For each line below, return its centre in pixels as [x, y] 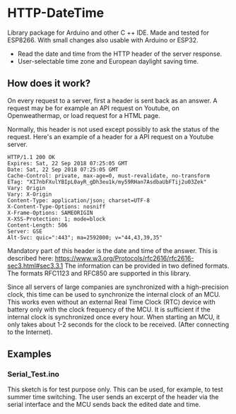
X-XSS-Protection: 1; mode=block [57, 219]
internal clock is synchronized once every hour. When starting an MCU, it [114, 317]
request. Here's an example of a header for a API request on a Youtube [111, 136]
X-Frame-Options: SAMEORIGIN [50, 213]
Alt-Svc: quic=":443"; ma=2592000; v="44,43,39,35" [85, 237]
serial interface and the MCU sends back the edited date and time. [104, 405]
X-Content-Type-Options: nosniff [57, 206]
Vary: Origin [26, 188]
